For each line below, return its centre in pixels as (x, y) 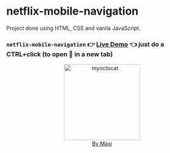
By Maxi (102, 144)
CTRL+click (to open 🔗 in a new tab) (60, 54)
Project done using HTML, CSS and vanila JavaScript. (73, 28)
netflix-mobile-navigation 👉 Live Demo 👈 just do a (85, 44)
